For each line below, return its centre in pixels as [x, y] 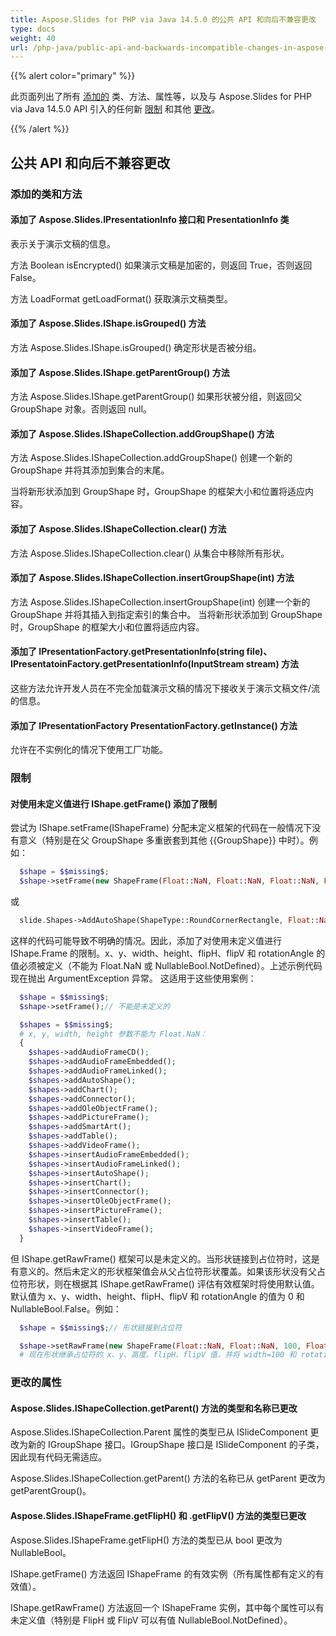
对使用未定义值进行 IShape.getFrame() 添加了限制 [114, 803]
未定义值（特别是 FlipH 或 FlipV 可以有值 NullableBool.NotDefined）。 [151, 1620]
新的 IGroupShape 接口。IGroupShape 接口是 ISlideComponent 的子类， [176, 1445]
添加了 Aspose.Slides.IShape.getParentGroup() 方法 [120, 372]
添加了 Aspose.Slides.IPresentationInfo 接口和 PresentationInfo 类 [150, 220]
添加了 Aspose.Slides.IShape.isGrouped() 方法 [108, 323]
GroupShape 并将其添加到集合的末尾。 [90, 470]
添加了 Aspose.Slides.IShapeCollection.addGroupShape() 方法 [142, 433]
